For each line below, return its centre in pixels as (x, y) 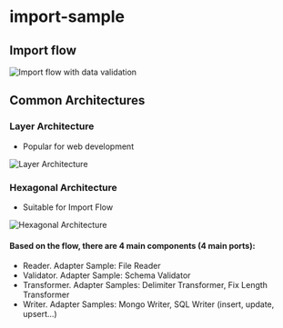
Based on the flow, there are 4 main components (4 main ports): (132, 245)
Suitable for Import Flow (68, 207)
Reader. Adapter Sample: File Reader (91, 266)
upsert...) (40, 314)
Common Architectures (77, 100)
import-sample (67, 17)
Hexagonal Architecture (64, 187)
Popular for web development (78, 146)
